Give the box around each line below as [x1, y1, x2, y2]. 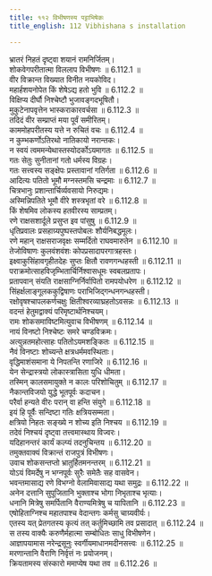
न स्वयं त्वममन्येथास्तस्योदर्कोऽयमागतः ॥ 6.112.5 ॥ [9, 144, 154, 155]
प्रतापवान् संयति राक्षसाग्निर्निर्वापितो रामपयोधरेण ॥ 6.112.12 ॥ [9, 275, 182, 287]
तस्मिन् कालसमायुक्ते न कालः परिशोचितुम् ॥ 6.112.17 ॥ [9, 376, 167, 387]
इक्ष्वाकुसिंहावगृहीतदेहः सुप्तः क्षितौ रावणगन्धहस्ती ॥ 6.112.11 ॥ [9, 255, 182, 266]
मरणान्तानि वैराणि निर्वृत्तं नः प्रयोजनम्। [9, 547, 114, 558]
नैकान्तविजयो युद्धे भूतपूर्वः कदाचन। [9, 386, 106, 397]
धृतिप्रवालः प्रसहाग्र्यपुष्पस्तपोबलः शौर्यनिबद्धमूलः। [9, 225, 138, 236]
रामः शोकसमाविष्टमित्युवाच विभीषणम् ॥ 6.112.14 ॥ [9, 315, 153, 327]
